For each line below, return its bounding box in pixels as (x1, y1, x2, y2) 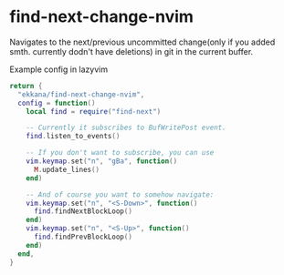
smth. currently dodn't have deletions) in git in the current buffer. (9, 46, 254, 56)
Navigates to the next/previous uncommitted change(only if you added (9, 36, 276, 47)
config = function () (17, 98, 96, 107)
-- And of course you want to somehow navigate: (26, 189, 215, 199)
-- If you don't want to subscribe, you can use (26, 148, 215, 158)
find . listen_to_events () (26, 132, 121, 141)
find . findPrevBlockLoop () (33, 232, 132, 242)
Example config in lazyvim (9, 64, 108, 75)
